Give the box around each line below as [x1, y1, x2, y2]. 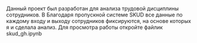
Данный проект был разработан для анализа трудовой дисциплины [6, 5, 179, 12]
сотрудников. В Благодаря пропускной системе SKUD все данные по [6, 11, 183, 18]
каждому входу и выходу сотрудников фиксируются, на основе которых [6, 18, 192, 24]
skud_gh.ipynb [6, 30, 42, 37]
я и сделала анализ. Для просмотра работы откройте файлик [6, 24, 163, 31]
